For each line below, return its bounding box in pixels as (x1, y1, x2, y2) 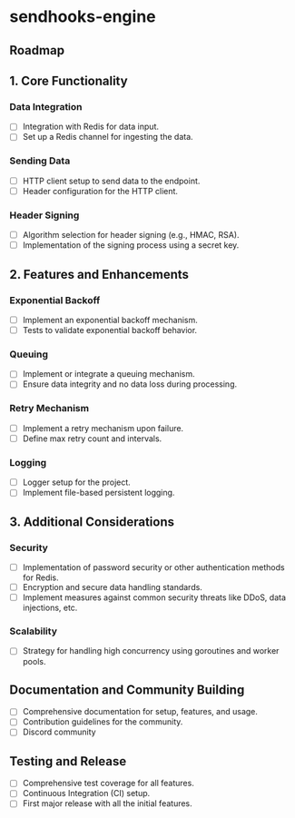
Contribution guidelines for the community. (22, 716, 183, 727)
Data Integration (9, 100, 84, 113)
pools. (22, 655, 46, 666)
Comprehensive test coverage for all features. (22, 778, 195, 789)
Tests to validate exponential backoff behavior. (22, 324, 198, 335)
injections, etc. (22, 602, 78, 614)
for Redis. (22, 572, 59, 583)
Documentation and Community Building (9, 682, 245, 697)
